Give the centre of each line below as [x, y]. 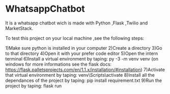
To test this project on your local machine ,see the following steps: [75, 38]
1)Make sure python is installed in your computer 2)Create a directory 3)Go [84, 48]
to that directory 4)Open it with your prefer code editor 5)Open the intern [82, 53]
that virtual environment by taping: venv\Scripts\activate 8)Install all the [80, 75]
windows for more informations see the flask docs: [59, 64]
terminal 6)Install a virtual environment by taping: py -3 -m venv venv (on [82, 58]
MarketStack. [19, 28]
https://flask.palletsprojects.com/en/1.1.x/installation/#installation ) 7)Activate [85, 70]
